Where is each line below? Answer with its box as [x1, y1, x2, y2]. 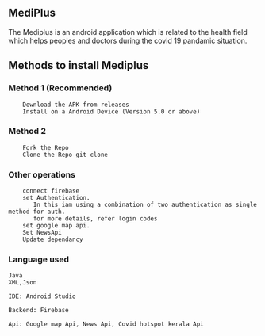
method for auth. [8, 208, 66, 216]
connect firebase [22, 187, 80, 195]
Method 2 [8, 126, 46, 137]
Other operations [8, 169, 75, 180]
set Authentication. [22, 194, 90, 202]
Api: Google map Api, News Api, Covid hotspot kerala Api [8, 320, 204, 328]
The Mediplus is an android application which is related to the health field [8, 27, 248, 36]
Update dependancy [22, 235, 83, 244]
